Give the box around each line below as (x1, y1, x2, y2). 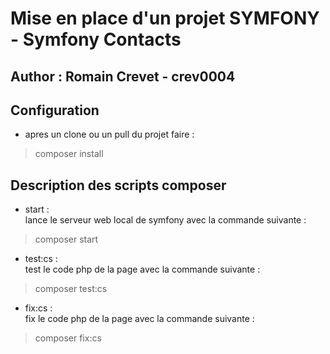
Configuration (10, 102, 100, 119)
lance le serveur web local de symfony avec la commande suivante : (24, 214, 307, 226)
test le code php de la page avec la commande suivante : (24, 263, 261, 276)
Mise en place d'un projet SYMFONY (10, 7, 320, 30)
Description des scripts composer (10, 177, 227, 194)
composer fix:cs (34, 332, 102, 344)
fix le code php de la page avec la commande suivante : (24, 313, 255, 325)
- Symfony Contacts (10, 28, 182, 51)
